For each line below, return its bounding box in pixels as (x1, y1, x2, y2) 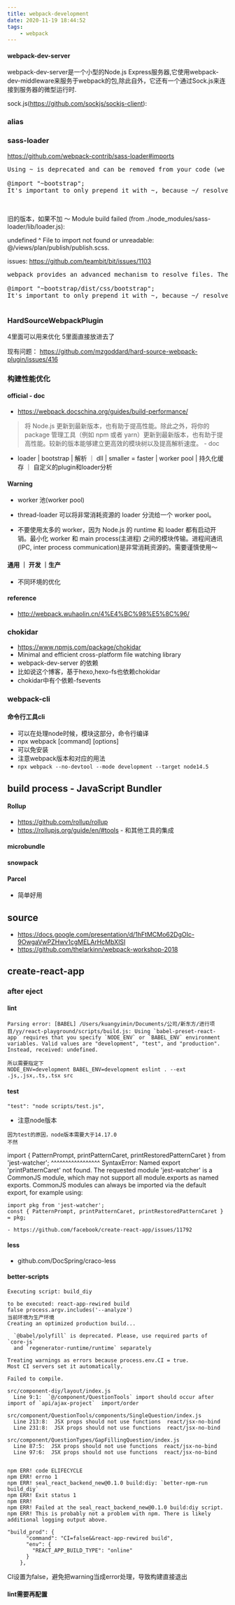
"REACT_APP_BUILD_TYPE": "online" (32, 1547, 133, 1555)
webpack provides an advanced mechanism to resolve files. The (7, 271, 229, 278)
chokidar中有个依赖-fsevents (17, 676, 101, 684)
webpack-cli (7, 694, 51, 704)
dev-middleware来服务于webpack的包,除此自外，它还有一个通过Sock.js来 (7, 76, 220, 85)
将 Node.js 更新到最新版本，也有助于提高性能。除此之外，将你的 (24, 422, 210, 430)
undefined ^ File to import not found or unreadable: (7, 235, 155, 244)
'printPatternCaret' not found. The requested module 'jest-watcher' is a (7, 1166, 213, 1174)
